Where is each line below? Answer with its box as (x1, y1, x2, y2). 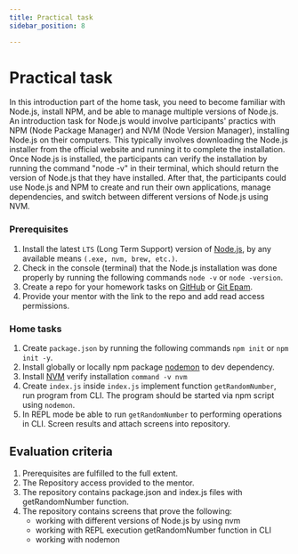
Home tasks (9, 322, 62, 335)
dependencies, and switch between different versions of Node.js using (9, 191, 269, 202)
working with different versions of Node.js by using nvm (35, 515, 241, 525)
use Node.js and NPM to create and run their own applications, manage (9, 182, 271, 192)
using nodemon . (21, 400, 76, 411)
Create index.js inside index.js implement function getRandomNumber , (21, 380, 278, 392)
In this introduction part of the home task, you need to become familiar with (9, 97, 286, 108)
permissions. (21, 300, 69, 311)
